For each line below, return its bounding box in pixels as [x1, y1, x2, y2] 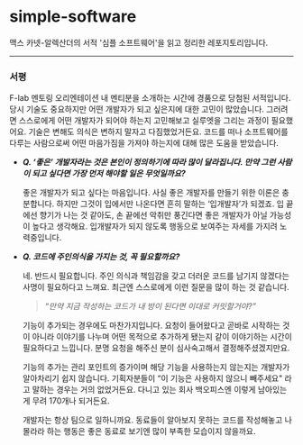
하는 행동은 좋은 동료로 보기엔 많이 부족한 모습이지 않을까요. [46, 426, 256, 437]
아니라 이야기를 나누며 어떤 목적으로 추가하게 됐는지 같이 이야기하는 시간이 [32, 331, 293, 342]
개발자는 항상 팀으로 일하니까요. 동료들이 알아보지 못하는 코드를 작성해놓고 [22, 414, 283, 425]
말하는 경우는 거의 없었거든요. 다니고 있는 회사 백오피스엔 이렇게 [32, 385, 256, 395]
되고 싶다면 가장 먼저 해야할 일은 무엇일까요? [31, 168, 187, 179]
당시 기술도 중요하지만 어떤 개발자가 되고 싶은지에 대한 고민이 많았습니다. [9, 104, 264, 114]
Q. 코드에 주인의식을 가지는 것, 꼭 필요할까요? [22, 251, 180, 262]
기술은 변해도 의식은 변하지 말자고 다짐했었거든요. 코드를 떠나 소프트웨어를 [28, 126, 289, 137]
